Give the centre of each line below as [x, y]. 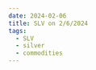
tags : [17, 31]
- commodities [39, 53]
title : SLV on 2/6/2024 [48, 23]
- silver [30, 46]
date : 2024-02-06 [38, 16]
